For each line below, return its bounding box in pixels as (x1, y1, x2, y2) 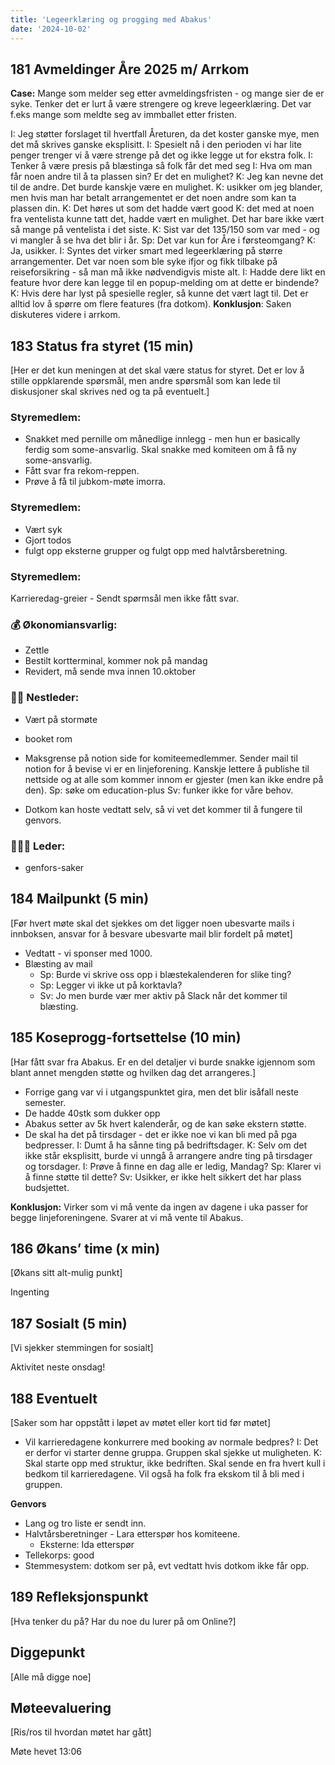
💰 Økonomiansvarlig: (10, 617, 118, 631)
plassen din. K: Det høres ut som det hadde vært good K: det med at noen (10, 202, 315, 215)
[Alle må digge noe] (10, 1671, 92, 1683)
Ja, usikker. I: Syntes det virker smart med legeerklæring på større (10, 245, 283, 257)
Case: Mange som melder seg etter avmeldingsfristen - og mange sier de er (10, 87, 325, 100)
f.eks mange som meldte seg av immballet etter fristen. (10, 109, 238, 121)
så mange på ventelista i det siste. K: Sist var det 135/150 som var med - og (10, 224, 320, 236)
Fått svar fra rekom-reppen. (24, 465, 140, 477)
